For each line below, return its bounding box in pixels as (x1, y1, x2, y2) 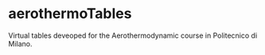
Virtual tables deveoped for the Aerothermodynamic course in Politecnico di (8, 31, 258, 40)
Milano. (8, 38, 33, 48)
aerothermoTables (8, 5, 132, 23)
